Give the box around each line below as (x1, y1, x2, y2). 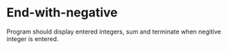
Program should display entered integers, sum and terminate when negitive (6, 27, 221, 36)
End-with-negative (6, 5, 119, 21)
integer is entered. (6, 34, 59, 42)
